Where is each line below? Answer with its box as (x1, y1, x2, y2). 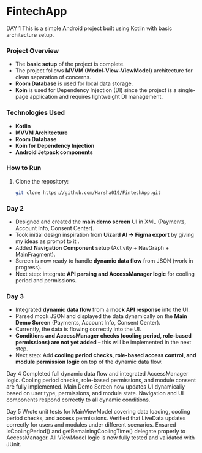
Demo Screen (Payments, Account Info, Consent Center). (15, 319, 161, 327)
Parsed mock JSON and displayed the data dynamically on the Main (15, 312, 188, 320)
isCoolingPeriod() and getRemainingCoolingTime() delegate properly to (6, 428, 185, 435)
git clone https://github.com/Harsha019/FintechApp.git (15, 189, 161, 196)
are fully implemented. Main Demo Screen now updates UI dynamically (6, 383, 185, 390)
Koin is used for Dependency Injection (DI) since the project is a (15, 87, 177, 94)
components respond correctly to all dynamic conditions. (6, 396, 151, 403)
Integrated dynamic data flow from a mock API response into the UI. (15, 306, 190, 314)
